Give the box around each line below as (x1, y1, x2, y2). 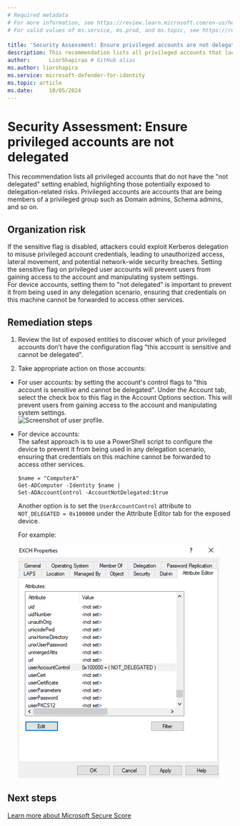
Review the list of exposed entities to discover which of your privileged (17, 335, 226, 343)
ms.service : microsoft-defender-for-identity (7, 71, 145, 79)
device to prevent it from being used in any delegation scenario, (17, 445, 206, 453)
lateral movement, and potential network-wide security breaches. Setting (7, 258, 223, 266)
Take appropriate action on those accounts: (17, 364, 146, 373)
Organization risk (7, 223, 86, 236)
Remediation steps (7, 316, 93, 328)
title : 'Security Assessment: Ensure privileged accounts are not (7, 41, 209, 49)
